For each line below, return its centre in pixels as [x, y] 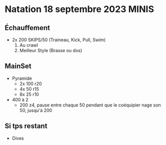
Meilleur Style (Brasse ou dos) [51, 50]
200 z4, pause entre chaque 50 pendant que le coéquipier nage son [90, 105]
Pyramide [22, 78]
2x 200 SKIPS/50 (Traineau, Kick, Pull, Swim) [59, 40]
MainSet [18, 66]
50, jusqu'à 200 [36, 110]
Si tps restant [26, 126]
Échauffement [27, 28]
